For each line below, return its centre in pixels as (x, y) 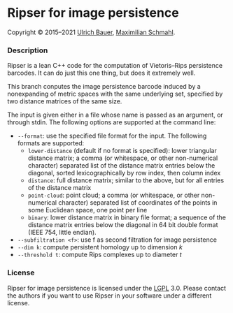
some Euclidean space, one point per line (87, 210)
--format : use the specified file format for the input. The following (112, 136)
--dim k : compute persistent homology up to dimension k (100, 247)
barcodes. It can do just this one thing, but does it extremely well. (101, 73)
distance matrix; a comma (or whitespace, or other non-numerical (123, 158)
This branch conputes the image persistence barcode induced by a (104, 87)
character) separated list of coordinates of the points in (138, 203)
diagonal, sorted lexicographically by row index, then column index (124, 173)
